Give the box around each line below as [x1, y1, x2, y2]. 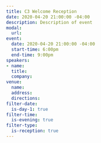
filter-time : [6, 111, 38, 117]
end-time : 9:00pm [11, 52, 54, 58]
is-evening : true [11, 117, 54, 123]
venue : [6, 79, 22, 85]
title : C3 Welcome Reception [6, 8, 77, 15]
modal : [6, 25, 22, 31]
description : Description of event [6, 19, 93, 25]
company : [11, 74, 33, 79]
